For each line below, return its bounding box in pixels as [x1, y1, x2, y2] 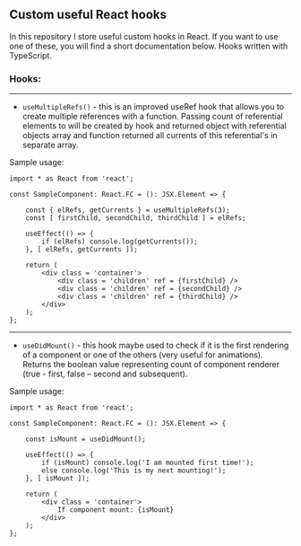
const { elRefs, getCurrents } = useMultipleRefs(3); [25, 206, 230, 215]
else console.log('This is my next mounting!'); [41, 466, 227, 475]
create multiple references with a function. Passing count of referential [21, 111, 284, 122]
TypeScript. [9, 49, 52, 61]
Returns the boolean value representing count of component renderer [21, 359, 280, 370]
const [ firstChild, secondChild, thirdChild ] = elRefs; [25, 214, 246, 223]
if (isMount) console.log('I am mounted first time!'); [41, 458, 254, 468]
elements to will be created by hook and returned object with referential [21, 120, 287, 131]
